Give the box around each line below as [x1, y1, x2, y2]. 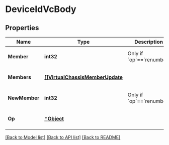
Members [8, 74, 32, 81]
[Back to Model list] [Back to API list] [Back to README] [5, 134, 121, 140]
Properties [5, 24, 39, 32]
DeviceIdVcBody [5, 4, 76, 15]
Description [134, 39, 163, 45]
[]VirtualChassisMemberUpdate [44, 74, 123, 81]
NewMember [8, 94, 40, 101]
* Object [44, 115, 64, 122]
